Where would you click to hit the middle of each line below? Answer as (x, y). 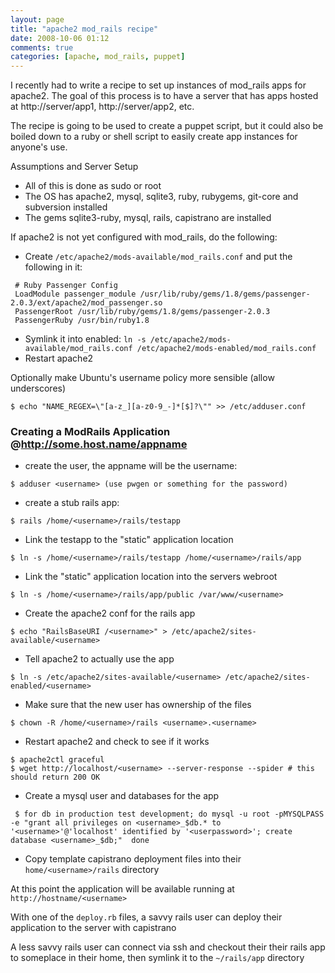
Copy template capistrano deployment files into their (133, 859)
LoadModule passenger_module (75, 294)
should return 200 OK (55, 777)
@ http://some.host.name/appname (99, 444)
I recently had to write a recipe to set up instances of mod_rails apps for (158, 85)
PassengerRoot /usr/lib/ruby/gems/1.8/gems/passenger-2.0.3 (142, 312)
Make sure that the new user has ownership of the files (138, 705)
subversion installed (66, 207)
